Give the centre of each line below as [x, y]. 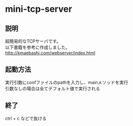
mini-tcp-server [39, 9]
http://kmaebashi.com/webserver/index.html [50, 53]
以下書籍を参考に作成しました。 [37, 47]
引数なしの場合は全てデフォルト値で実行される [52, 88]
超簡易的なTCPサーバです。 [33, 41]
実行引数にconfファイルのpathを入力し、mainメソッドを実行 [67, 82]
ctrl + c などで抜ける [26, 118]
